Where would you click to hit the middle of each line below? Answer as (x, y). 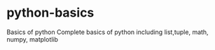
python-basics (50, 13)
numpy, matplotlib (33, 39)
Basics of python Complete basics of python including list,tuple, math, (107, 32)
